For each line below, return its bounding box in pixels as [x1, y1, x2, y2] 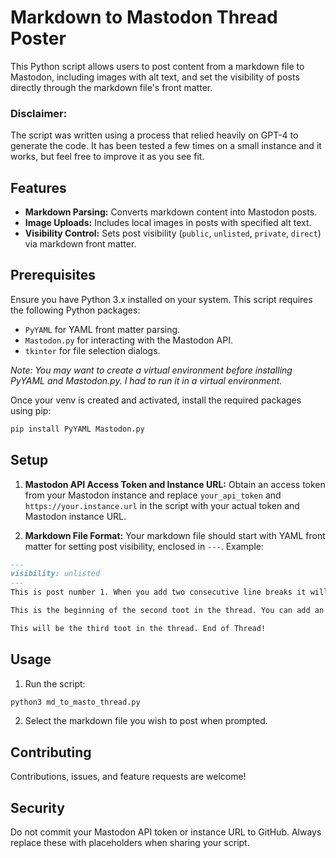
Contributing [10, 744, 92, 761]
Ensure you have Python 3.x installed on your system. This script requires [10, 293, 313, 305]
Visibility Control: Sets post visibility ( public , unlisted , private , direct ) [24, 227, 322, 240]
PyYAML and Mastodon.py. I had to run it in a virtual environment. [10, 374, 283, 386]
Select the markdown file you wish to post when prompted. [24, 715, 268, 727]
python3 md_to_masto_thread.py [10, 697, 141, 707]
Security [10, 799, 65, 816]
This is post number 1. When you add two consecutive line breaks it [10, 587, 307, 598]
